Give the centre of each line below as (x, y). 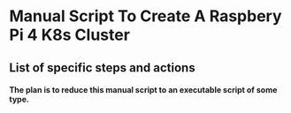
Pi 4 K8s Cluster (70, 35)
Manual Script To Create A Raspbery (145, 16)
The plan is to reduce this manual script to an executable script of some (143, 90)
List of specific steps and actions (103, 68)
